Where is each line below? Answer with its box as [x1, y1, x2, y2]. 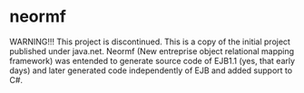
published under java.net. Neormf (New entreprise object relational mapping [9, 45, 295, 56]
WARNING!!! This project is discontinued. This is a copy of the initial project [9, 36, 290, 47]
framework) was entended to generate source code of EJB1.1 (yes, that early [9, 55, 296, 66]
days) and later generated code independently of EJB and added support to [9, 65, 293, 76]
